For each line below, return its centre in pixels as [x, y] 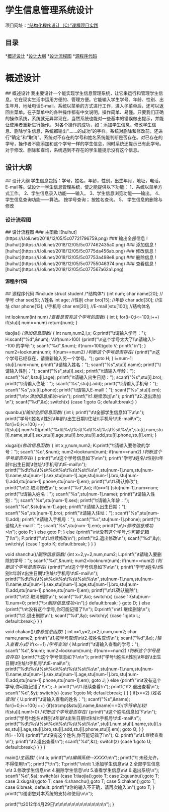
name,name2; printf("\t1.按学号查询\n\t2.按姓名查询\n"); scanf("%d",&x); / [81, 638]
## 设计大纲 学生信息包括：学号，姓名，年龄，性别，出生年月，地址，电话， [84, 180]
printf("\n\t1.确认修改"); [115, 481]
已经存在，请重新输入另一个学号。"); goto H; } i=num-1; [76, 358]
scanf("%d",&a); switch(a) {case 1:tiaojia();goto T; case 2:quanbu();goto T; [82, 776]
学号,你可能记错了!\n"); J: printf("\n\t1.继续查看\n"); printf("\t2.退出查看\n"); [82, 687]
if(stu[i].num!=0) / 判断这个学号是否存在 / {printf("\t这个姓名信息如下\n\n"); [81, 712]
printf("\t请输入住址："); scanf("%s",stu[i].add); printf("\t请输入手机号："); [81, 384]
